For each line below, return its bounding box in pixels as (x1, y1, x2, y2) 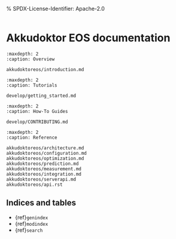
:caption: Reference (6, 134, 58, 140)
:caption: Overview (6, 56, 55, 62)
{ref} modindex (14, 220, 48, 227)
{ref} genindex (14, 213, 48, 220)
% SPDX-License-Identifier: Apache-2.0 (6, 5, 105, 12)
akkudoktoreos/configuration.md (6, 150, 87, 156)
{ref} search (14, 226, 43, 234)
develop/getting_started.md (6, 93, 77, 99)
